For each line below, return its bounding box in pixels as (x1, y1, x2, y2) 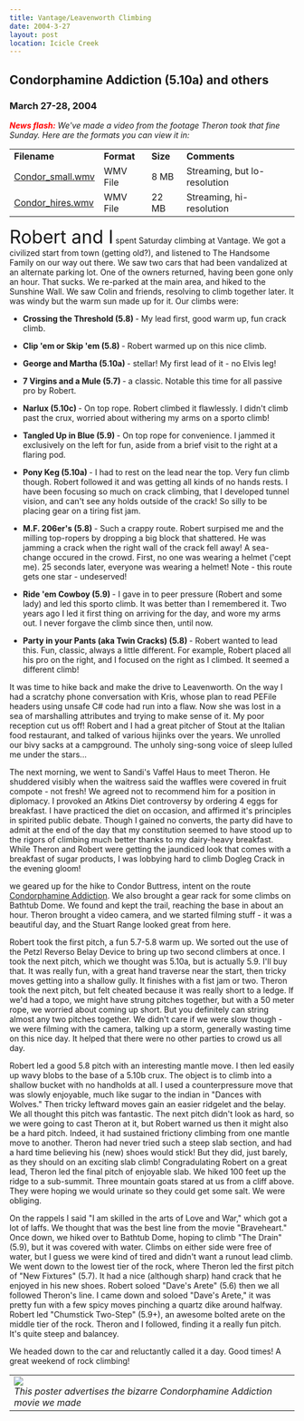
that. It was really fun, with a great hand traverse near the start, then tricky (9, 965, 287, 976)
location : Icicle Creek (9, 38, 100, 48)
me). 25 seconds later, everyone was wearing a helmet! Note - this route (22, 561, 292, 572)
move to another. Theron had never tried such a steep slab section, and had (9, 1137, 292, 1148)
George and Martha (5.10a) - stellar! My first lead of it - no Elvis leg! (22, 357, 277, 368)
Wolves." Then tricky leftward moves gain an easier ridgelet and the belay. (9, 1098, 287, 1109)
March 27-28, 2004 (9, 99, 98, 112)
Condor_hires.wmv (14, 196, 95, 209)
